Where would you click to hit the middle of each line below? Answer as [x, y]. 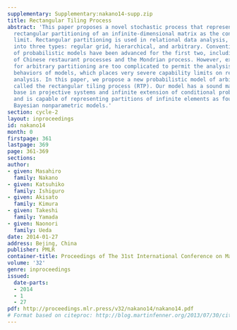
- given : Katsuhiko [36, 184]
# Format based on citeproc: [50, 316]
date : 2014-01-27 [33, 237]
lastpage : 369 [28, 145]
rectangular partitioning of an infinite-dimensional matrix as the [116, 33]
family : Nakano [36, 178]
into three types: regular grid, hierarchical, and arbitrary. [108, 47]
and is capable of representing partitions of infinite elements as [116, 99]
